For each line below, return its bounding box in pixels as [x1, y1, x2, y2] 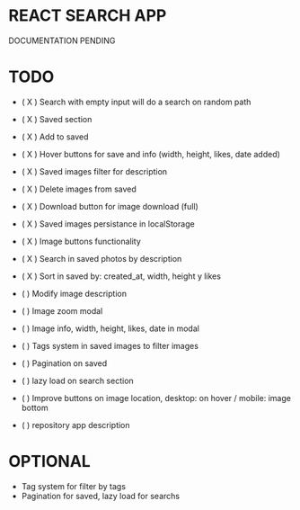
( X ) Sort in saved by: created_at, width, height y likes [21, 271, 222, 282]
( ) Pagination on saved [21, 357, 108, 369]
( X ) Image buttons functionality [21, 236, 141, 246]
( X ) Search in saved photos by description [21, 253, 182, 264]
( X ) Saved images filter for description [21, 166, 168, 176]
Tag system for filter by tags [21, 480, 127, 491]
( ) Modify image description [21, 288, 128, 299]
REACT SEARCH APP [8, 5, 167, 26]
